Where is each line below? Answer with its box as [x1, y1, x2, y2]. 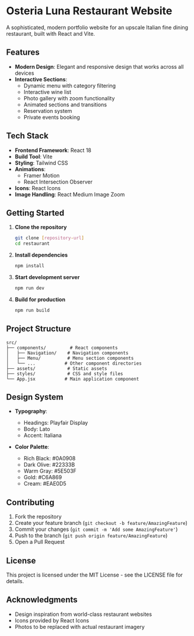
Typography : [14, 408, 47, 415]
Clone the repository [14, 224, 67, 231]
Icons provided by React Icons [14, 616, 90, 624]
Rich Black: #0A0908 [23, 455, 76, 462]
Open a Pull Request [14, 539, 65, 546]
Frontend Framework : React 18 [14, 147, 92, 154]
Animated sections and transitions [23, 101, 107, 108]
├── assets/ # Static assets [6, 365, 108, 372]
